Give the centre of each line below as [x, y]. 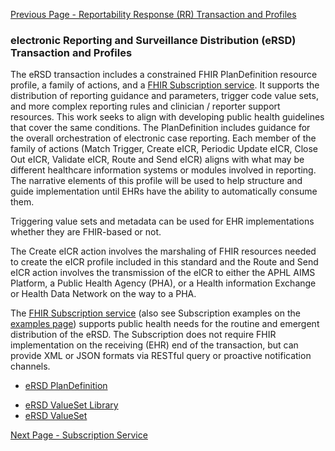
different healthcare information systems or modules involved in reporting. [163, 170]
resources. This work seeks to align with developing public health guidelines [167, 117]
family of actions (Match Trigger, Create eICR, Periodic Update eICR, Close [164, 149]
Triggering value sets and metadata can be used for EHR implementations [162, 221]
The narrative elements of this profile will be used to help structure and [156, 181]
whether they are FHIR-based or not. [86, 232]
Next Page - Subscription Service [79, 435]
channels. [30, 366]
